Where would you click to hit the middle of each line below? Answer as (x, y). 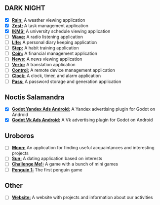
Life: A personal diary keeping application (54, 42)
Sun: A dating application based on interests (57, 159)
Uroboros (20, 136)
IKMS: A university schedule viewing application (61, 31)
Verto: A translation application (44, 65)
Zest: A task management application (50, 25)
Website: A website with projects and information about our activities (82, 198)
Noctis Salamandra (35, 97)
